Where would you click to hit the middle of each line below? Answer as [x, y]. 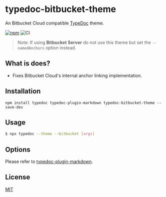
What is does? [28, 63]
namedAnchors [31, 48]
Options [18, 149]
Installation [23, 91]
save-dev [14, 107]
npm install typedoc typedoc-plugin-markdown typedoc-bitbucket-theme [80, 103]
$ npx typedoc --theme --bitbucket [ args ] [50, 134]
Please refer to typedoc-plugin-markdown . [49, 161]
